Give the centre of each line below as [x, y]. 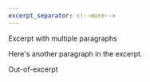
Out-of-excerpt [33, 69]
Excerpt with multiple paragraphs [63, 38]
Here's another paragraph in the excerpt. [75, 53]
